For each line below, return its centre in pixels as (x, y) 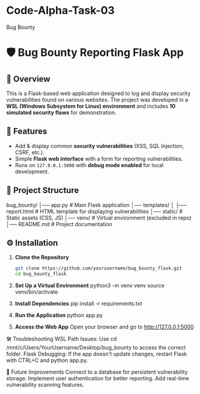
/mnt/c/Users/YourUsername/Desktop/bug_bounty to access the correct (96, 348)
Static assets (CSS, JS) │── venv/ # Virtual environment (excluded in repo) (99, 218)
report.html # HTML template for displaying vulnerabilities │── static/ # (95, 211)
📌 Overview (28, 79)
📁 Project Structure (43, 190)
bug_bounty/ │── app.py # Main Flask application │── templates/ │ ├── (97, 205)
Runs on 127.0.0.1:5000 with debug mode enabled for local (89, 165)
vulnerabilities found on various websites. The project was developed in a (97, 99)
